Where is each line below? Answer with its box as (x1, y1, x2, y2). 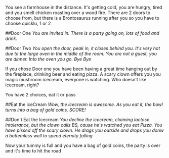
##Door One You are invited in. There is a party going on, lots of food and (5, 30, 159, 36)
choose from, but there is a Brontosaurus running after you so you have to (5, 15, 159, 21)
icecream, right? (5, 82, 39, 88)
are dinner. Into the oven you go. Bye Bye (5, 56, 92, 62)
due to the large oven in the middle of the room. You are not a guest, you (5, 50, 157, 57)
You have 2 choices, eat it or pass (5, 92, 76, 97)
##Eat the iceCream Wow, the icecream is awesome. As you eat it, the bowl (5, 101, 163, 108)
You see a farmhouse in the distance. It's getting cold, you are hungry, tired (5, 5, 162, 10)
